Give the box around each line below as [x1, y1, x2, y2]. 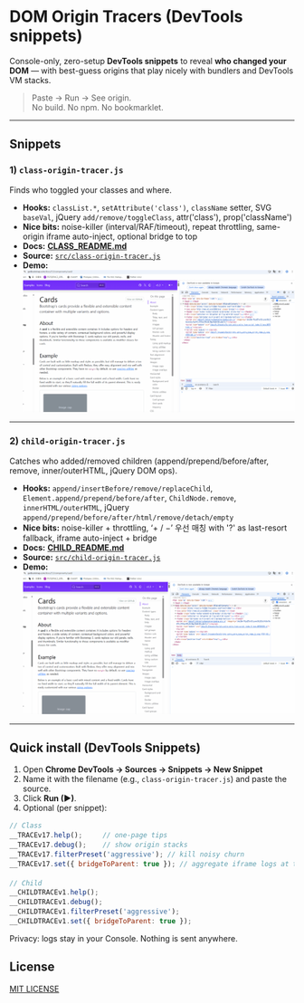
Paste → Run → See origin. [31, 92, 132, 103]
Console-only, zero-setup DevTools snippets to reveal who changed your [9, 55, 287, 66]
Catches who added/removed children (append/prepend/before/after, [9, 455, 270, 466]
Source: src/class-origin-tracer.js [22, 250, 161, 261]
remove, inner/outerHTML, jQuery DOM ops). [9, 464, 178, 476]
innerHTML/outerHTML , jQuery [22, 501, 129, 512]
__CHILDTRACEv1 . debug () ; [9, 898, 103, 907]
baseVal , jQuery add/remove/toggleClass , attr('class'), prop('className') [22, 211, 292, 223]
